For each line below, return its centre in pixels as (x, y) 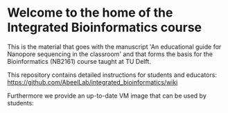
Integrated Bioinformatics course (105, 27)
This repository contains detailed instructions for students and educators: (112, 75)
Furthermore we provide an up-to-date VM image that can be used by (107, 96)
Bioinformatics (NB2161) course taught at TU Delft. (79, 61)
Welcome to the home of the (90, 13)
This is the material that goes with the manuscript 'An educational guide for (114, 46)
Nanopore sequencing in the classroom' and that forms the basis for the (110, 54)
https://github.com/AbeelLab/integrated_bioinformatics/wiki (93, 82)
